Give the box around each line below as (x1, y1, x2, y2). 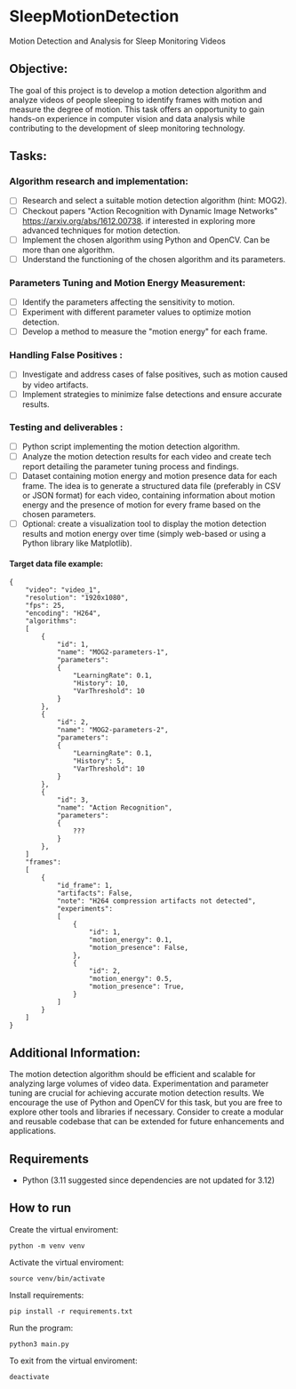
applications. (9, 1126, 56, 1137)
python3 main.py (9, 1339, 69, 1348)
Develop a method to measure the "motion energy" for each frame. (21, 326, 268, 337)
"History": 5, (72, 757, 125, 766)
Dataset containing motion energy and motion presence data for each (21, 471, 277, 482)
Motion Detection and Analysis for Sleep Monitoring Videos (9, 36, 227, 46)
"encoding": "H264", (25, 609, 101, 619)
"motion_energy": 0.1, (88, 936, 173, 945)
